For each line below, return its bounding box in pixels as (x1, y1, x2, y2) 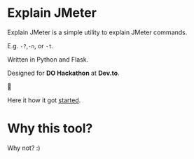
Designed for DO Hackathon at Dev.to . (7, 69, 120, 77)
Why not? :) (7, 144, 41, 152)
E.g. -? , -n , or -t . (7, 41, 54, 50)
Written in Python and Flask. (7, 55, 89, 64)
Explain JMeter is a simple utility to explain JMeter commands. (7, 28, 188, 36)
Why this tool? (7, 120, 93, 137)
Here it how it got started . (7, 96, 81, 104)
